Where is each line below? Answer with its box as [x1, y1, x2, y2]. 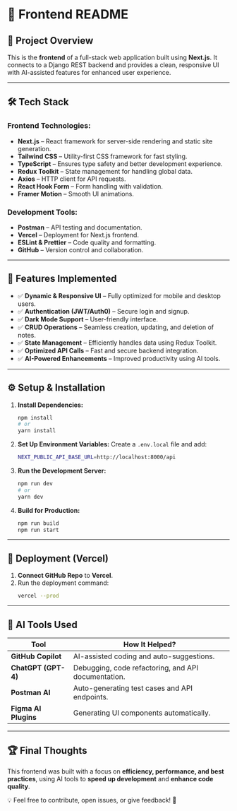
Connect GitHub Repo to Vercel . [17, 572, 114, 580]
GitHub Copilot [11, 651, 62, 661]
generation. [17, 144, 51, 153]
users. [17, 300, 37, 308]
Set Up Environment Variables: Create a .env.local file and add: [17, 440, 207, 449]
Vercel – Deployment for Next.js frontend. [17, 230, 140, 239]
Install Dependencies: [17, 401, 83, 409]
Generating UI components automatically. [73, 708, 211, 718]
